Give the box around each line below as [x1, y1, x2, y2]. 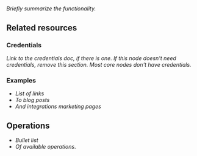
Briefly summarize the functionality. [6, 5, 96, 12]
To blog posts [15, 97, 50, 104]
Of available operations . [15, 143, 76, 150]
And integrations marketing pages [15, 103, 102, 110]
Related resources [6, 22, 77, 33]
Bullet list [15, 136, 38, 144]
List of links [15, 90, 45, 97]
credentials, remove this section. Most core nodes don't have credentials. [6, 61, 192, 68]
